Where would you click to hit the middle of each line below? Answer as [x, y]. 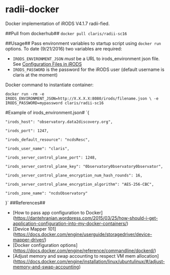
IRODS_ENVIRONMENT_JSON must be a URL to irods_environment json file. [86, 58]
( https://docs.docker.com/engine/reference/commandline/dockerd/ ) [84, 251]
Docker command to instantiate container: [50, 85]
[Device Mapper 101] [34, 229]
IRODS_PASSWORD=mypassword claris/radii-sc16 [54, 103]
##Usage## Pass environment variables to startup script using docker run [83, 43]
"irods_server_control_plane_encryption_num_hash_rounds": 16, [74, 175]
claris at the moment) [35, 74]
